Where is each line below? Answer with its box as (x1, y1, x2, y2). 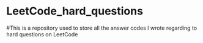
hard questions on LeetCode (6, 30, 78, 38)
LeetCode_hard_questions (6, 4, 144, 18)
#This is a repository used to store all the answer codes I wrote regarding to (6, 24, 197, 31)
